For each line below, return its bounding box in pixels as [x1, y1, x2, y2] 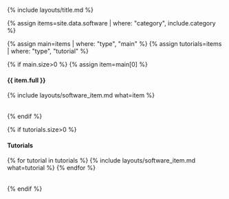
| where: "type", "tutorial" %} [7, 47, 89, 55]
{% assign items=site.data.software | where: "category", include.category [7, 19, 216, 27]
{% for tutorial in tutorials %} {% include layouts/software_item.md [7, 156, 196, 165]
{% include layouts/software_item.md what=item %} [7, 91, 155, 99]
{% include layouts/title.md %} [7, 6, 94, 14]
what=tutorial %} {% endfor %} [7, 164, 96, 172]
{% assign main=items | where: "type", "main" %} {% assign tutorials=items [7, 40, 222, 47]
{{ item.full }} [7, 75, 46, 84]
